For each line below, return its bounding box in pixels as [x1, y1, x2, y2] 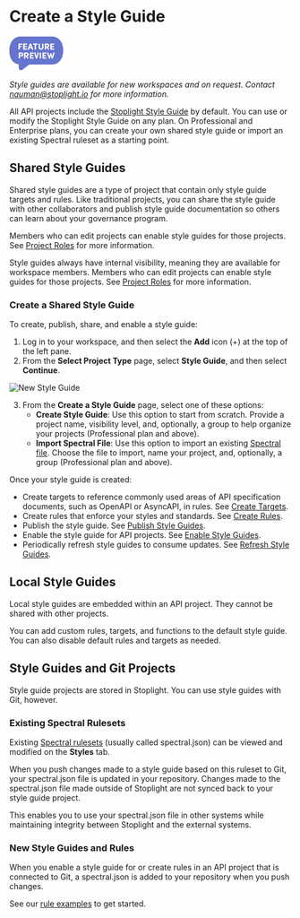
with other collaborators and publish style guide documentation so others [9, 204, 280, 214]
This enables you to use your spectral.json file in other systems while [9, 810, 264, 820]
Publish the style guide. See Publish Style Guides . [21, 520, 206, 531]
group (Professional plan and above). [35, 457, 173, 468]
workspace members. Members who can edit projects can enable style [9, 266, 271, 277]
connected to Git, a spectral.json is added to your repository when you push [9, 871, 290, 882]
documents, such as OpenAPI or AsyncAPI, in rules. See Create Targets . [21, 501, 289, 512]
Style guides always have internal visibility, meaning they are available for [9, 257, 280, 268]
